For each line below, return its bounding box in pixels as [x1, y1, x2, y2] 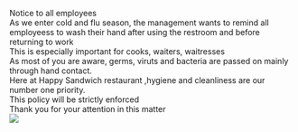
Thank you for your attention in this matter [9, 104, 166, 114]
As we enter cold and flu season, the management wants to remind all [9, 17, 269, 28]
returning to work [9, 36, 74, 47]
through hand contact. [9, 65, 93, 76]
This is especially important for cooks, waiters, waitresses [9, 46, 226, 57]
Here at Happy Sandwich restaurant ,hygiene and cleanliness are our [9, 75, 265, 85]
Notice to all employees [9, 8, 98, 18]
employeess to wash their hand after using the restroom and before [9, 27, 260, 37]
